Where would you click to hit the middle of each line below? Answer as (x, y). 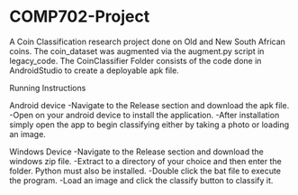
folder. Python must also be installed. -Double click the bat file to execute (145, 171)
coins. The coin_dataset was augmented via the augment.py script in (137, 51)
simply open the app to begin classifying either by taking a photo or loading (149, 125)
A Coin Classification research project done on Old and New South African (148, 42)
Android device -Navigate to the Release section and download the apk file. (149, 105)
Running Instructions (48, 88)
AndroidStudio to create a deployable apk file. (95, 70)
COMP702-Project (80, 17)
